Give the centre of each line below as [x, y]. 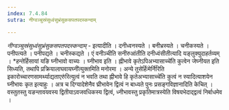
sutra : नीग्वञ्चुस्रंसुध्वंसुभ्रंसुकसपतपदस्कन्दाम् [52, 20]
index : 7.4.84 [28, 13]
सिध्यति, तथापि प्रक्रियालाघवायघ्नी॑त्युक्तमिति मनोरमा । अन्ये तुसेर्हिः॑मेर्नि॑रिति [86, 69]
